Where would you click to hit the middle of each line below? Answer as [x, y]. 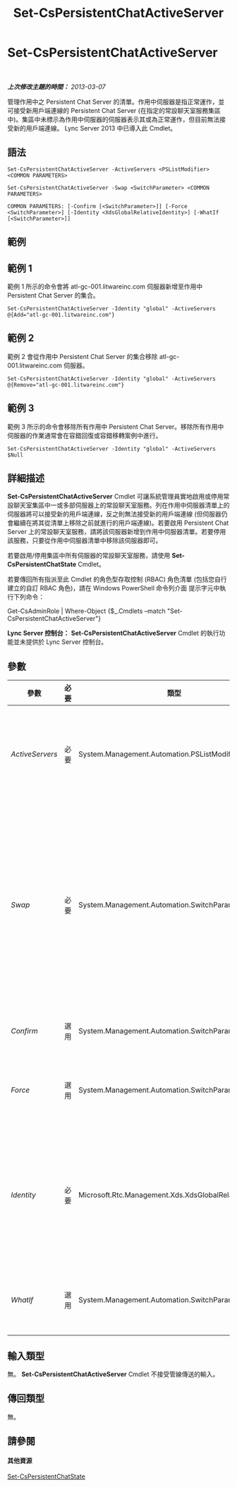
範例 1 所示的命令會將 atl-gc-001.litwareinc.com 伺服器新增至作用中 [105, 286]
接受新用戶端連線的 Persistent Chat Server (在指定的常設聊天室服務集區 [117, 110]
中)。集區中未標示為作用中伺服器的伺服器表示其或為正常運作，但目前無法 [114, 119]
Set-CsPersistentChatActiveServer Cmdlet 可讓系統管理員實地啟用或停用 [115, 497]
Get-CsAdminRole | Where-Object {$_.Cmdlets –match [86, 611]
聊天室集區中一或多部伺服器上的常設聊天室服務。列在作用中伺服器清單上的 [121, 505]
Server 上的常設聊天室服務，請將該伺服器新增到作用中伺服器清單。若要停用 [117, 532]
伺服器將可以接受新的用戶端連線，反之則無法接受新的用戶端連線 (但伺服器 [115, 514]
